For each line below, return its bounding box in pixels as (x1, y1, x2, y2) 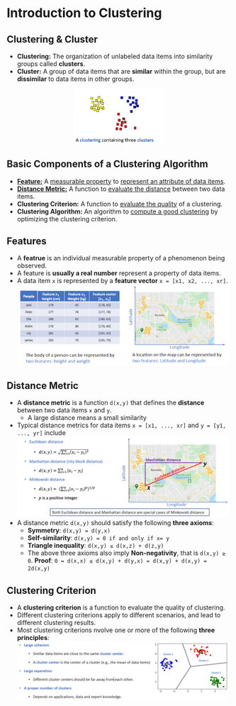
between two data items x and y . (16, 406, 112, 414)
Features (6, 235, 47, 247)
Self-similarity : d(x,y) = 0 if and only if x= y (27, 534, 170, 542)
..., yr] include (16, 429, 67, 437)
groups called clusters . (16, 60, 86, 68)
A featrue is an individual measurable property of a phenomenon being (16, 254, 225, 263)
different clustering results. (16, 619, 96, 627)
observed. (16, 261, 47, 270)
